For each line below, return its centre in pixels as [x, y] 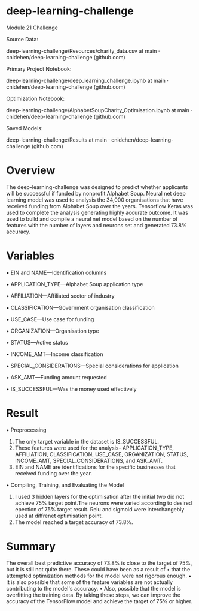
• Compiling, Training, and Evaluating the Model [65, 485]
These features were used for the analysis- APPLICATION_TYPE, [94, 448]
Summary [31, 546]
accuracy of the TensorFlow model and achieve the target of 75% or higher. [99, 601]
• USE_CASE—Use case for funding [50, 319]
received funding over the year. [53, 473]
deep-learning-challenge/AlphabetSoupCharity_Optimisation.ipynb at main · [99, 110]
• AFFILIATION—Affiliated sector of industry [60, 296]
